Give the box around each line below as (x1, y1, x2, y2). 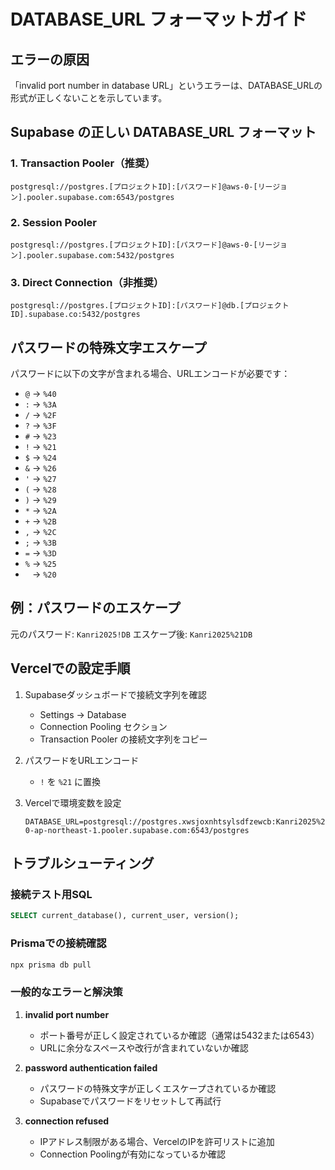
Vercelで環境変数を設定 (24, 796, 122, 809)
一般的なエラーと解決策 (10, 985, 123, 999)
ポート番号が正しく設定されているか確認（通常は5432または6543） (39, 1029, 320, 1041)
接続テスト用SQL (10, 888, 93, 902)
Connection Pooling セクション (39, 720, 168, 732)
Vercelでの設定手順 (10, 660, 131, 677)
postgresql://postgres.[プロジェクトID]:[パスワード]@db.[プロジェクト (10, 301, 290, 311)
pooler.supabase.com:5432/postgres (26, 250, 175, 260)
